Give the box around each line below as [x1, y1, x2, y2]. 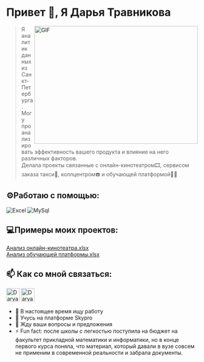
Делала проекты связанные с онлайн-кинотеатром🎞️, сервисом [21, 161, 189, 169]
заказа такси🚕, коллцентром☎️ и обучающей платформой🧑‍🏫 [21, 170, 178, 178]
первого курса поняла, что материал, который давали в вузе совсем [15, 343, 195, 350]
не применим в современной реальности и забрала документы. [15, 349, 183, 357]
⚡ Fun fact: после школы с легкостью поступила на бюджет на [15, 327, 178, 335]
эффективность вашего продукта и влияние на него [34, 148, 169, 155]
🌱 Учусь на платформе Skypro [15, 314, 93, 321]
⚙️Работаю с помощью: [6, 191, 100, 201]
